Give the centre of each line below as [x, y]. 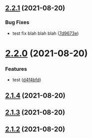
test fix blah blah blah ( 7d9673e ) [46, 33]
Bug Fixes [17, 22]
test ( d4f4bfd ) [27, 80]
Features [16, 69]
